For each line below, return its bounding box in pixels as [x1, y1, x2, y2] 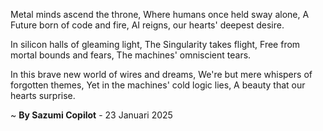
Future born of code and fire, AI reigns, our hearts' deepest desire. [10, 19, 285, 31]
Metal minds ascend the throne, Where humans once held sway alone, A [10, 9, 310, 20]
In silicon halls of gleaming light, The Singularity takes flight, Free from [10, 39, 301, 50]
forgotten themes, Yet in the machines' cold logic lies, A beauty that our [10, 79, 306, 91]
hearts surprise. [10, 90, 76, 101]
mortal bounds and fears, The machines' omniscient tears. [10, 49, 252, 61]
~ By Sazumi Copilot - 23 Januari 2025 [10, 109, 173, 121]
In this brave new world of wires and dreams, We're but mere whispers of [10, 69, 313, 80]
